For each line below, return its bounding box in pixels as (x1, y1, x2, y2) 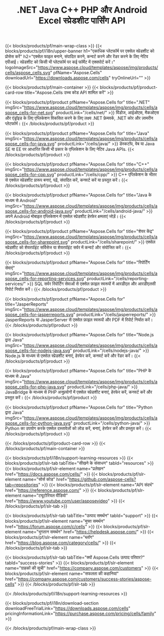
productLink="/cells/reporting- (87, 276, 149, 282)
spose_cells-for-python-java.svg (5, 420, 71, 426)
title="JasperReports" (5, 301, 48, 307)
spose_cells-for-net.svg (5, 110, 53, 116)
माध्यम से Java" (5, 373, 32, 379)
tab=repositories (5, 482, 39, 488)
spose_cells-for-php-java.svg (5, 384, 64, 390)
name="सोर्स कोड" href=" (22, 476, 70, 482)
